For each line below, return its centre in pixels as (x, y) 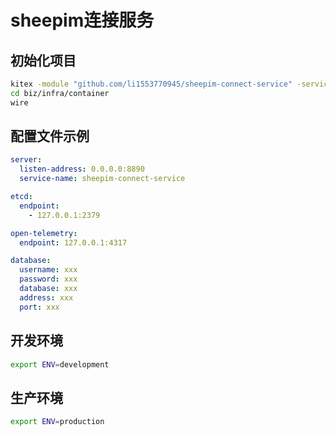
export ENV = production (57, 422)
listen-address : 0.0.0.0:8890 (82, 169)
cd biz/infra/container (60, 93)
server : (26, 160)
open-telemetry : (44, 233)
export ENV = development (60, 364)
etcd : (21, 197)
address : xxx (46, 297)
